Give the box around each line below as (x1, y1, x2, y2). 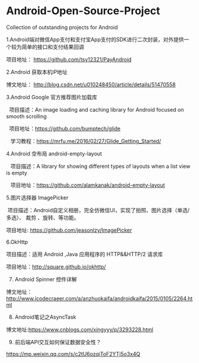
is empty (6, 169, 28, 176)
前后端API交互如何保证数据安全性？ (14, 338, 102, 345)
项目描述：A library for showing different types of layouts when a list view (10, 163, 191, 170)
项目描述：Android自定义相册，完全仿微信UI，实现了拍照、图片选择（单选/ (7, 206, 190, 213)
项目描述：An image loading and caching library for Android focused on (8, 106, 184, 113)
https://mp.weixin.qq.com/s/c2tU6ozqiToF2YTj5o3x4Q (6, 350, 140, 357)
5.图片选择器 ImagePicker (6, 194, 69, 201)
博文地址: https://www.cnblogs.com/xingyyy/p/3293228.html (6, 326, 154, 333)
